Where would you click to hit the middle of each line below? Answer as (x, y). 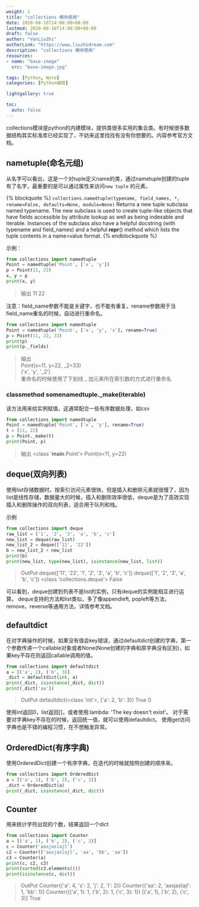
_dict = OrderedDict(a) (36, 785)
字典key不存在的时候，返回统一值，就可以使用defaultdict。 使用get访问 (103, 720)
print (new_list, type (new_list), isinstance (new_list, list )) (84, 562)
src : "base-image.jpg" (39, 67)
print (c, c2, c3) (28, 863)
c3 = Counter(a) (26, 858)
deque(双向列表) (37, 474)
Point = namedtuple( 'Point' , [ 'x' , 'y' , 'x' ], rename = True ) (82, 330)
